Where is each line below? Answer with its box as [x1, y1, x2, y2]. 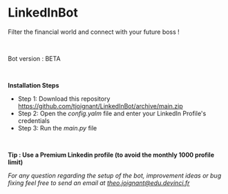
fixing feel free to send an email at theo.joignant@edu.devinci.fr [8, 178, 190, 187]
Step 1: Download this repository [17, 95, 111, 103]
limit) [8, 157, 23, 166]
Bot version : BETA [8, 54, 61, 63]
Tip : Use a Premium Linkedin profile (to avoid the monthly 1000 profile [8, 151, 215, 159]
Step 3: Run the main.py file [17, 124, 97, 132]
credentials [17, 116, 50, 125]
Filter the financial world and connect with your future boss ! [8, 28, 180, 36]
